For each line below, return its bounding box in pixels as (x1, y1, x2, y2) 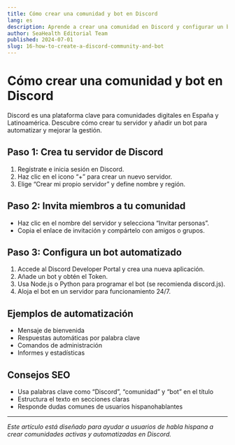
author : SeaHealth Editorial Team (7, 29, 108, 37)
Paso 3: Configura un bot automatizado (7, 246, 182, 258)
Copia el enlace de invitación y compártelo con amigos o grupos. (17, 226, 205, 235)
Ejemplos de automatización (7, 308, 134, 320)
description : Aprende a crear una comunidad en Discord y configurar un (7, 23, 224, 30)
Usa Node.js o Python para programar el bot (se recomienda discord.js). (17, 280, 226, 288)
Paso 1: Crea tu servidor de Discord (7, 146, 164, 158)
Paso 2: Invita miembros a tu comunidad (7, 200, 186, 212)
